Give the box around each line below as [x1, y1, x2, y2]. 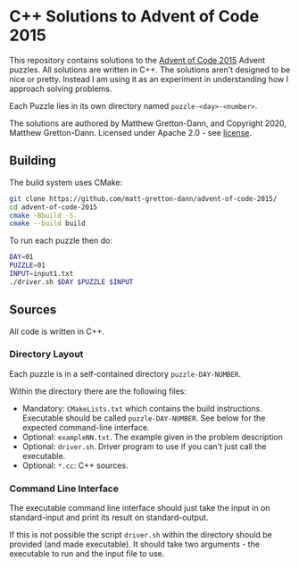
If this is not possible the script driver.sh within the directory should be [9, 530, 272, 540]
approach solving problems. [9, 83, 112, 94]
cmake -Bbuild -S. [9, 211, 78, 220]
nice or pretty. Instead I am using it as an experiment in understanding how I [9, 73, 289, 84]
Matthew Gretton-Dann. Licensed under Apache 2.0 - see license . [9, 127, 253, 138]
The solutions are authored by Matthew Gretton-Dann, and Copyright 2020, [9, 118, 287, 129]
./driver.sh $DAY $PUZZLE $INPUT [9, 277, 134, 287]
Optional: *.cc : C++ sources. [21, 460, 129, 471]
